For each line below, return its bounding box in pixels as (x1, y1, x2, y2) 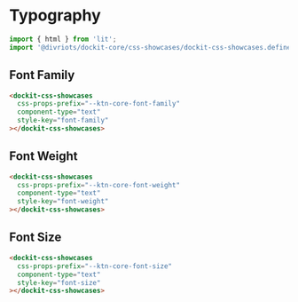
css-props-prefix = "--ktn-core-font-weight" (17, 180, 180, 189)
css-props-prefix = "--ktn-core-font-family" (17, 99, 180, 108)
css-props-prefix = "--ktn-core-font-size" (17, 261, 173, 271)
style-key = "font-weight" (17, 197, 109, 206)
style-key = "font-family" (17, 116, 109, 125)
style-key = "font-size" (17, 278, 101, 287)
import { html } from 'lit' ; (9, 35, 117, 44)
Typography (9, 5, 102, 26)
